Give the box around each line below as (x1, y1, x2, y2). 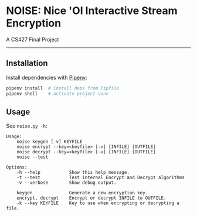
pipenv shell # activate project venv (6, 91, 109, 97)
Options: (6, 164, 28, 170)
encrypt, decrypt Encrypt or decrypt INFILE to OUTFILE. (16, 195, 167, 201)
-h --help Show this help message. (16, 170, 130, 176)
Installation (6, 59, 48, 68)
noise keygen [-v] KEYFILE (16, 139, 83, 145)
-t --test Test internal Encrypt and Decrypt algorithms (16, 174, 185, 181)
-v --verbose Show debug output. (16, 180, 117, 186)
